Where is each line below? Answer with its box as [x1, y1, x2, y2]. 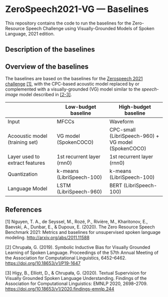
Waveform [109, 118, 134, 125]
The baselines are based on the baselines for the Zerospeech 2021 [5, 76, 143, 82]
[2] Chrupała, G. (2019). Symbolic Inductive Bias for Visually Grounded [5, 244, 150, 250]
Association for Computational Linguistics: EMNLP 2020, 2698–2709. [5, 280, 148, 286]
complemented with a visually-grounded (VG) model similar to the [5, 86, 141, 92]
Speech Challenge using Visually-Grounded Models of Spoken [25, 25, 154, 31]
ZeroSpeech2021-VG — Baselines [5, 4, 149, 15]
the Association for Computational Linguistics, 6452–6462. [5, 254, 126, 261]
